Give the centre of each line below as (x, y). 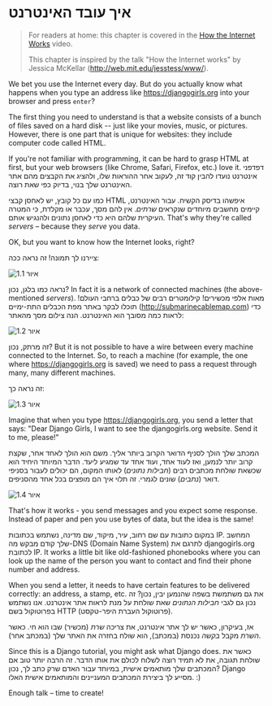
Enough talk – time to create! (56, 693)
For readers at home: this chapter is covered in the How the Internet (142, 35)
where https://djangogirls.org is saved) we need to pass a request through (133, 364)
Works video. (50, 43)
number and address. (44, 569)
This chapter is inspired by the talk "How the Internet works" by (134, 59)
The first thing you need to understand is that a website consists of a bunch (135, 116)
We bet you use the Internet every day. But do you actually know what (125, 84)
